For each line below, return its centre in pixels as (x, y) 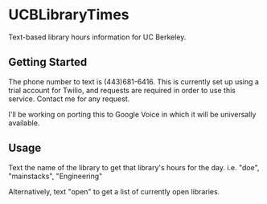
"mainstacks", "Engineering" (55, 176)
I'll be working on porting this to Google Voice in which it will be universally (132, 114)
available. (24, 123)
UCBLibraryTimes (69, 15)
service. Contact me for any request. (69, 99)
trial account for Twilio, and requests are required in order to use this (122, 90)
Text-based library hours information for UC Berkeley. (97, 37)
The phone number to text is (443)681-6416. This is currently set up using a (134, 81)
